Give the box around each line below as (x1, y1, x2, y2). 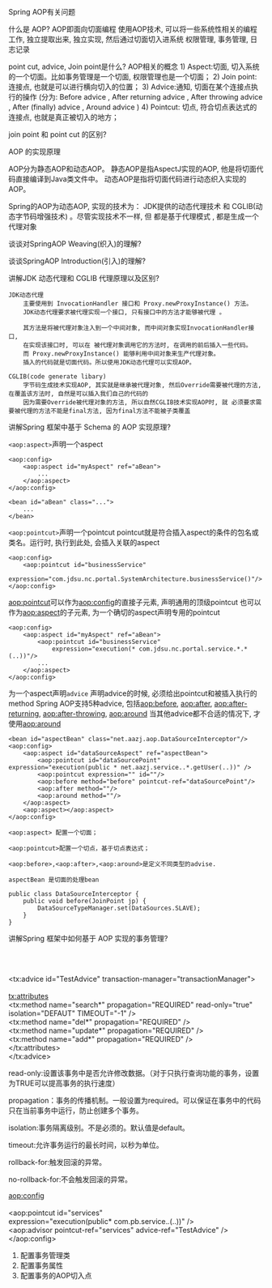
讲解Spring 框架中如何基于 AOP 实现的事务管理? (8, 934, 168, 943)
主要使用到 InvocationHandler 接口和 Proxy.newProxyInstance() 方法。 (23, 300, 253, 308)
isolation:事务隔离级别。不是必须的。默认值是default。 (8, 1123, 190, 1132)
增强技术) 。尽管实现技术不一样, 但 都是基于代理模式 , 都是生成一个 (36, 211, 259, 221)
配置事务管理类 (19, 1251, 70, 1260)
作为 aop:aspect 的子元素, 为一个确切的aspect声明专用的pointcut (8, 608, 220, 617)
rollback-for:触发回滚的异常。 (8, 1158, 107, 1166)
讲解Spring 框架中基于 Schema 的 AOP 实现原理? (8, 422, 172, 432)
